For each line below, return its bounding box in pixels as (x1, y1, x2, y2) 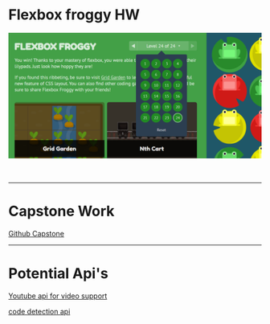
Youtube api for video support (8, 291, 108, 301)
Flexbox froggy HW (8, 6, 141, 24)
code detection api (8, 306, 71, 316)
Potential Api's (8, 265, 108, 283)
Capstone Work (8, 203, 115, 220)
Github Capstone (8, 228, 64, 238)
